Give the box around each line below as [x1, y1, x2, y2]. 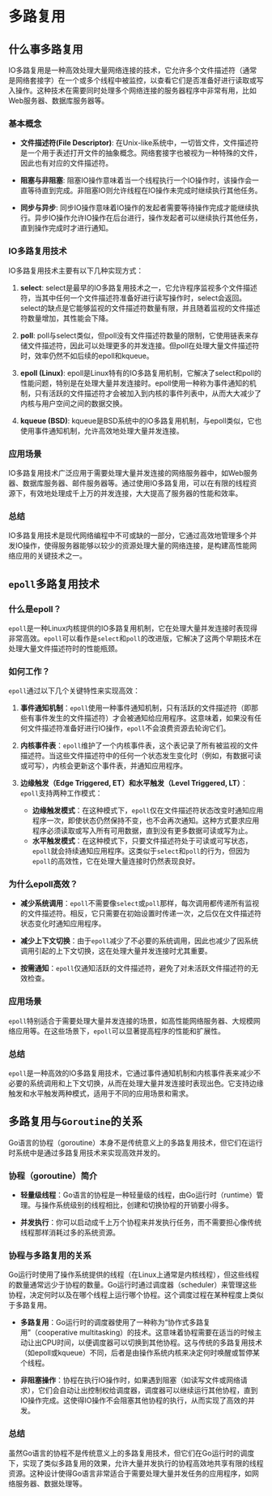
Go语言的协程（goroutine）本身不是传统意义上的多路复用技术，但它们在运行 [8, 1137, 263, 1147]
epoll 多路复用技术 [8, 577, 100, 591]
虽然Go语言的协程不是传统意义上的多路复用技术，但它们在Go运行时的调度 [8, 1448, 255, 1458]
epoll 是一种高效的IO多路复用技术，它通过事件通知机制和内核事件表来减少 [8, 1068, 254, 1078]
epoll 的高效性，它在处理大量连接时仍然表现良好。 [32, 856, 200, 866]
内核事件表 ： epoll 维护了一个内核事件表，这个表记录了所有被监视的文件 [19, 740, 259, 751]
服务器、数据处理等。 [15, 1478, 87, 1488]
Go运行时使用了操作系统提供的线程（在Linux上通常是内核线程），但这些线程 [8, 1270, 260, 1279]
